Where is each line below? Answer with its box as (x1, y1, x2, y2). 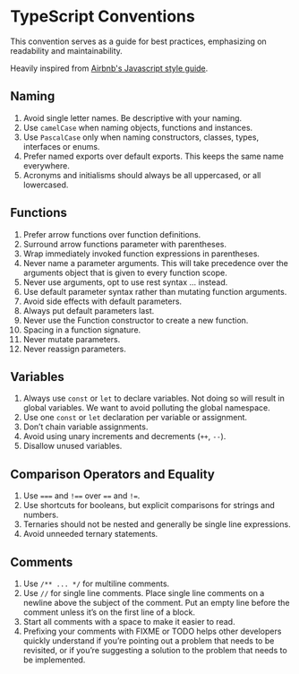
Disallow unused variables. (22, 441, 123, 452)
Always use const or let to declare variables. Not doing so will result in (22, 393, 285, 404)
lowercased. (22, 179, 69, 190)
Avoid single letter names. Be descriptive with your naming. (22, 112, 243, 123)
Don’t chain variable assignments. (22, 421, 149, 432)
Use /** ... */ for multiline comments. (22, 578, 170, 589)
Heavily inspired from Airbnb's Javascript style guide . (10, 63, 209, 73)
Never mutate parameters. (22, 333, 121, 344)
